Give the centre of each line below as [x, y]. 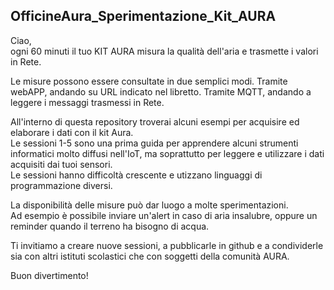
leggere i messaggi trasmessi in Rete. [87, 102]
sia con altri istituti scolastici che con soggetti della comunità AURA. [150, 256]
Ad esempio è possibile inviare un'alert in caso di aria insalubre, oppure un [164, 215]
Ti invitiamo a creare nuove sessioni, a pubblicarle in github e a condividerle [167, 245]
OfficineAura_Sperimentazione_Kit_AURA [143, 16]
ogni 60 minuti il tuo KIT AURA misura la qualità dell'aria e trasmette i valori [164, 51]
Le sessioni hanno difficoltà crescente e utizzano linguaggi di [136, 175]
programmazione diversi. [61, 185]
